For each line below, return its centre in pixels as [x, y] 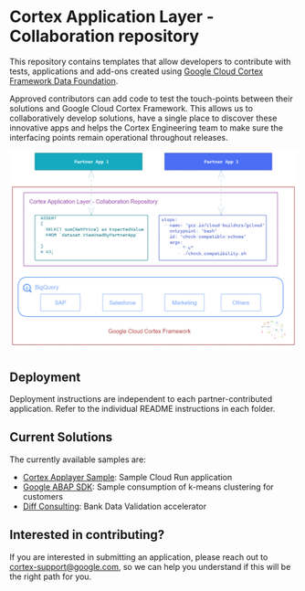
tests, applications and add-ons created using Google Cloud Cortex [136, 71]
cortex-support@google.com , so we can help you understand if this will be [150, 566]
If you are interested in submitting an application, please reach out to [139, 557]
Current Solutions [61, 437]
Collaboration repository [104, 36]
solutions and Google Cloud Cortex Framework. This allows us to [131, 108]
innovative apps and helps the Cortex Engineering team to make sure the [146, 127]
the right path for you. [51, 576]
